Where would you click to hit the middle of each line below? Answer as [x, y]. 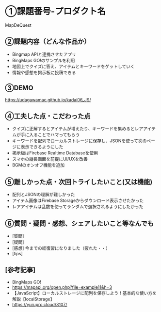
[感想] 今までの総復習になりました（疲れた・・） [61, 248]
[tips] [17, 254]
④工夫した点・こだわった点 [48, 116]
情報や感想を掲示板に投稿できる [44, 72]
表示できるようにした [42, 147]
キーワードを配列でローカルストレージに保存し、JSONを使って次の [79, 141]
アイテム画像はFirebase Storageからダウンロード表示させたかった [78, 200]
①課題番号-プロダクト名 [56, 11]
